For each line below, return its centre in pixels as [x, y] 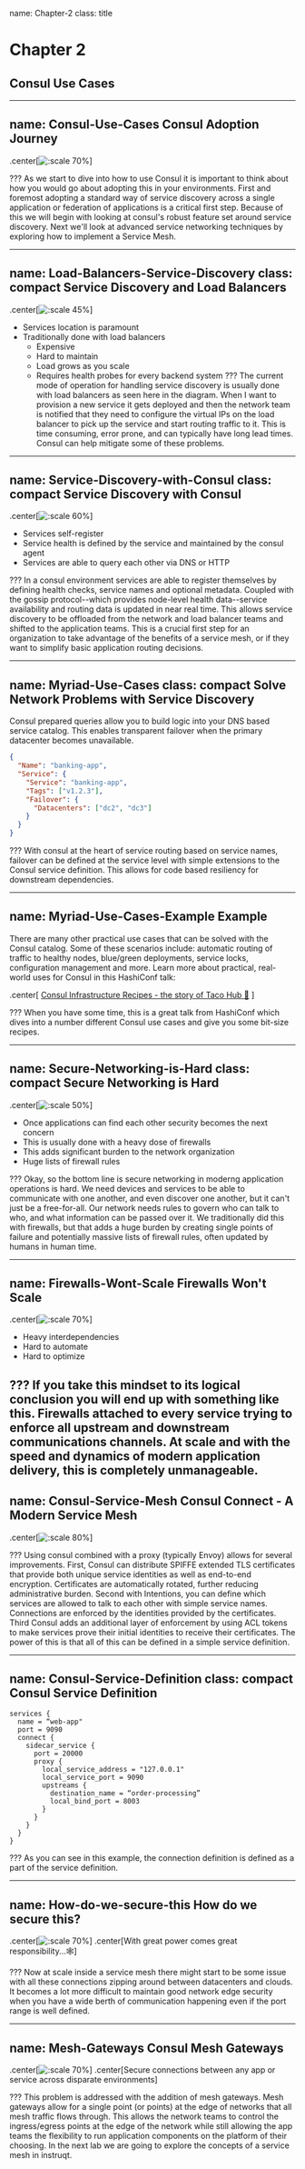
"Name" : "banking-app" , [62, 766]
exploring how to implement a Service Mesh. [93, 236]
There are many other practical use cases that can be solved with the [139, 938]
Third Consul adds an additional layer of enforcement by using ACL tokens [148, 1623]
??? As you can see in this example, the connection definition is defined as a [152, 1858]
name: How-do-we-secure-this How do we [133, 1905]
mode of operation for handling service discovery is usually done [157, 385]
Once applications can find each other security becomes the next [145, 1123]
